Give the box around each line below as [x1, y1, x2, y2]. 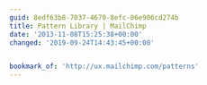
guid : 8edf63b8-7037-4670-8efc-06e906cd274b [9, 13, 179, 22]
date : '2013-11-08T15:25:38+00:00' [9, 30, 143, 38]
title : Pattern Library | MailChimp [9, 21, 147, 30]
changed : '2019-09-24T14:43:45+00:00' [9, 38, 155, 47]
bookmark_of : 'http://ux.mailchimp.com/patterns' [9, 62, 200, 72]
